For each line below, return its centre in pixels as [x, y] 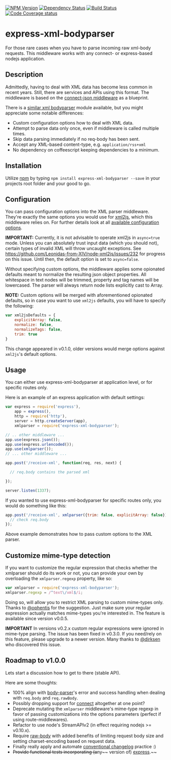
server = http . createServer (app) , [51, 421]
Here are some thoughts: [31, 682]
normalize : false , [34, 325]
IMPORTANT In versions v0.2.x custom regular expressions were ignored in [85, 628]
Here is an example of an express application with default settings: [75, 398]
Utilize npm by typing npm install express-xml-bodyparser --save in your [83, 178]
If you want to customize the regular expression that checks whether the [81, 568]
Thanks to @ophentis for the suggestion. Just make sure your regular [78, 607]
